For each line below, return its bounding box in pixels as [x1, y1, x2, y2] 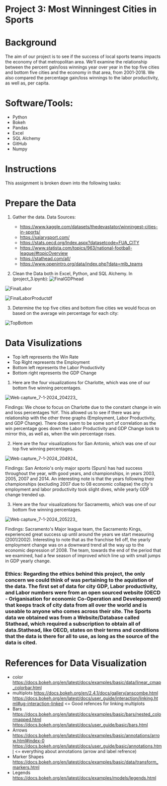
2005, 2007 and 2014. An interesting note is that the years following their [5, 476, 155, 482]
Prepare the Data [5, 197, 76, 209]
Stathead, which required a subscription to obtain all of [5, 620, 141, 627]
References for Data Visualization [5, 657, 147, 669]
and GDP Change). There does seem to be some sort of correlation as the [5, 420, 157, 426]
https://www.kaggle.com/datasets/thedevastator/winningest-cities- [19, 223, 158, 229]
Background [5, 37, 57, 48]
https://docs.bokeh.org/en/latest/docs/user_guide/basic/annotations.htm [12, 743, 162, 749]
